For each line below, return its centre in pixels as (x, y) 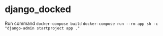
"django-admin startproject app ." (42, 28)
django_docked (38, 9)
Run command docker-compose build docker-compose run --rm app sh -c (81, 23)
